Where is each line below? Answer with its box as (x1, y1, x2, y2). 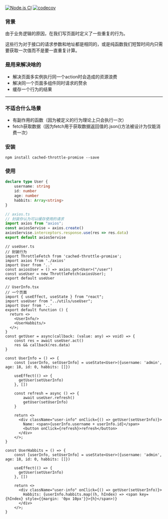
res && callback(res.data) (14, 342, 70, 347)
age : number (14, 193, 39, 198)
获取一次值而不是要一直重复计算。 (9, 48, 80, 54)
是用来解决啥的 (5, 61, 41, 68)
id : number (14, 189, 37, 194)
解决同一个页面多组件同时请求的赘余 (12, 80, 87, 86)
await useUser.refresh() (23, 395, 75, 400)
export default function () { (5, 307, 68, 312)
